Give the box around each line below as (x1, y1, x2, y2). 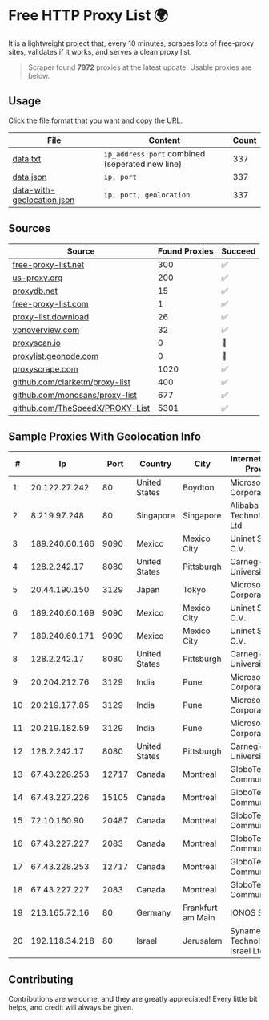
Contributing (8, 973, 74, 986)
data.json (12, 171, 47, 182)
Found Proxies (157, 246, 214, 257)
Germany (135, 908, 171, 919)
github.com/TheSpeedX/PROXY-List (12, 402, 151, 413)
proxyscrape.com (12, 363, 78, 374)
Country (139, 458, 172, 469)
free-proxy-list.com (12, 298, 90, 309)
